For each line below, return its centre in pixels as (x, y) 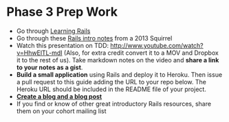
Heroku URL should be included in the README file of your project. (111, 89)
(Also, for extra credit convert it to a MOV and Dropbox (141, 53)
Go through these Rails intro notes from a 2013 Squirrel (94, 38)
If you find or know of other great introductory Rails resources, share (113, 103)
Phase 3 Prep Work (62, 12)
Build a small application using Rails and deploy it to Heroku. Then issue (119, 74)
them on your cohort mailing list (62, 111)
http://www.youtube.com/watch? (157, 45)
